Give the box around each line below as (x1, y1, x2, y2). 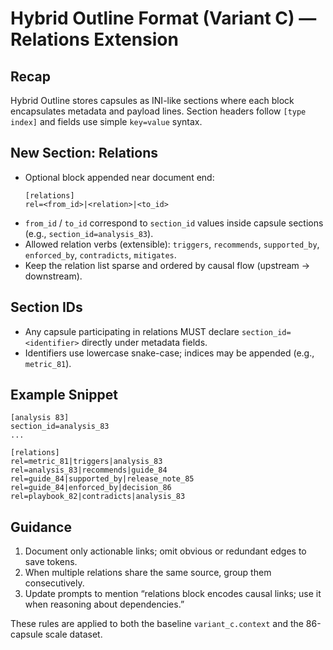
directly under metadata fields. (81, 336, 208, 348)
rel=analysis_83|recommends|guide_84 (10, 465, 168, 476)
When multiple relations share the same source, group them (24, 567, 272, 579)
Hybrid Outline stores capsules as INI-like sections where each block (10, 95, 295, 106)
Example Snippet (10, 387, 118, 404)
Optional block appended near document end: (24, 171, 215, 183)
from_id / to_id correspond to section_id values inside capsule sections (24, 217, 324, 229)
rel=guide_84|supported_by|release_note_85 (10, 474, 195, 484)
